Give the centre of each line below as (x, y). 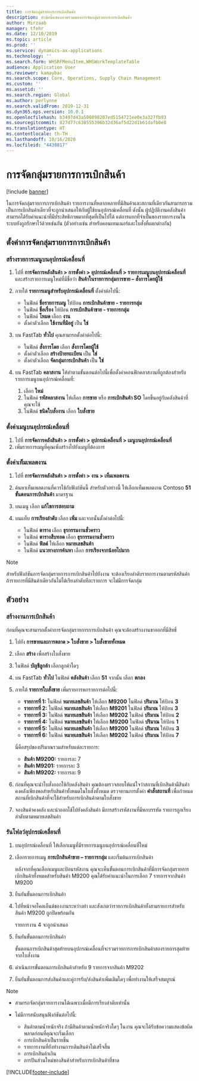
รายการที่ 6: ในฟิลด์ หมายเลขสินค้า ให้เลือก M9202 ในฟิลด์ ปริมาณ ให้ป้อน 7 (101, 735)
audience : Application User (41, 67)
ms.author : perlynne (32, 100)
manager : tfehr (25, 28)
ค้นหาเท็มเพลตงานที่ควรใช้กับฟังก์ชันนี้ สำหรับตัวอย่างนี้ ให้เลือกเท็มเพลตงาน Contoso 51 (103, 487)
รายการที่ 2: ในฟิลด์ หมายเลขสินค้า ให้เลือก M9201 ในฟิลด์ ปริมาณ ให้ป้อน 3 (101, 708)
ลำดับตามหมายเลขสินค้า (38, 816)
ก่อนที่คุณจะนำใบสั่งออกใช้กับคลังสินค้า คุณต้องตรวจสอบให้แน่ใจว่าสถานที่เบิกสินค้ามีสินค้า (102, 784)
